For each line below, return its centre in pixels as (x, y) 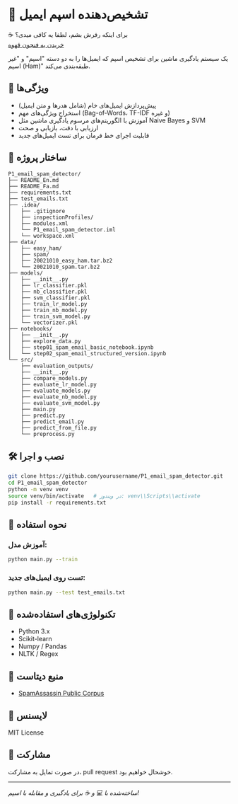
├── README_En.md (34, 180)
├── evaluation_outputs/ (57, 366)
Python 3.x (34, 631)
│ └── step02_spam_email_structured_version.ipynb (87, 353)
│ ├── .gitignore (37, 211)
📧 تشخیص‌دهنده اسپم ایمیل (78, 15)
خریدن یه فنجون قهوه (36, 45)
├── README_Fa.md (34, 186)
